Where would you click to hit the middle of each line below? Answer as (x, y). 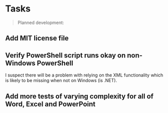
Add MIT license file (37, 38)
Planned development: (41, 22)
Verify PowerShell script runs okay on (65, 55)
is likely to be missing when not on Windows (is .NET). (61, 80)
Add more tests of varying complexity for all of (79, 96)
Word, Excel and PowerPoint (50, 104)
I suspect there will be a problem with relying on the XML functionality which (84, 75)
